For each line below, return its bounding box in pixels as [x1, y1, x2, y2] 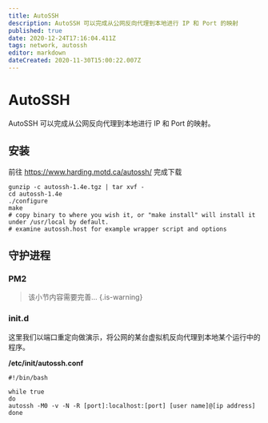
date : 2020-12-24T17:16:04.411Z [8, 34, 116, 42]
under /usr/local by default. [8, 218, 110, 226]
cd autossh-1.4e [8, 190, 62, 198]
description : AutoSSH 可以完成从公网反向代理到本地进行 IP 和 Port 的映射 [8, 19, 238, 27]
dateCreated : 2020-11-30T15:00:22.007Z [8, 57, 142, 65]
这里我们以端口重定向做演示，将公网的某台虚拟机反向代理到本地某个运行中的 [8, 332, 261, 341]
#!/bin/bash [8, 373, 48, 381]
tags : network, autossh [8, 42, 88, 50]
